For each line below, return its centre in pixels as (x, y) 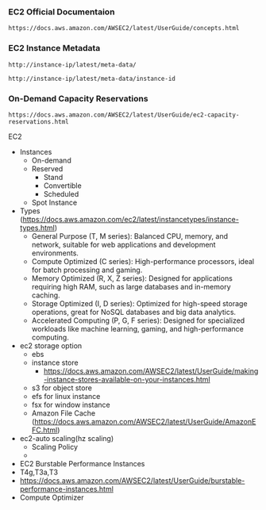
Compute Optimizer (52, 497)
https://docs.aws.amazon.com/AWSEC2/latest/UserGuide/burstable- (132, 480)
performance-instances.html (66, 489)
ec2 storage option (51, 345)
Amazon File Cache (64, 413)
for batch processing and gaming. (87, 270)
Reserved (47, 168)
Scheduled (61, 194)
